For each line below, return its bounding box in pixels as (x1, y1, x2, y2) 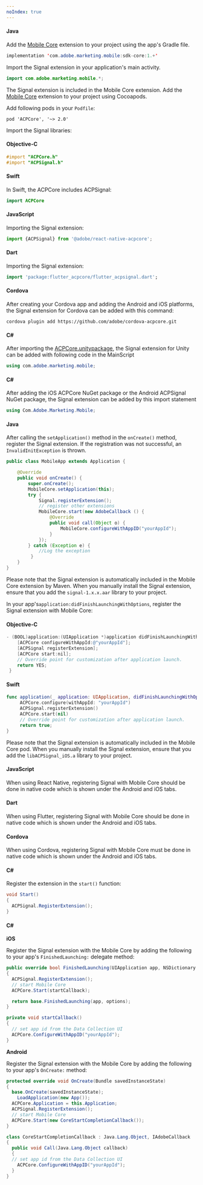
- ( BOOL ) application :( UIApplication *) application (6, 634, 137, 641)
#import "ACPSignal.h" (6, 160, 63, 166)
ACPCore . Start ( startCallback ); (11, 987, 91, 993)
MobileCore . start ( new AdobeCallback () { (38, 509, 145, 515)
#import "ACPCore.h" (6, 153, 59, 160)
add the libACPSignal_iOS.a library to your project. (6, 752, 132, 759)
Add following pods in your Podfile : (6, 104, 95, 112)
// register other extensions (38, 503, 115, 509)
